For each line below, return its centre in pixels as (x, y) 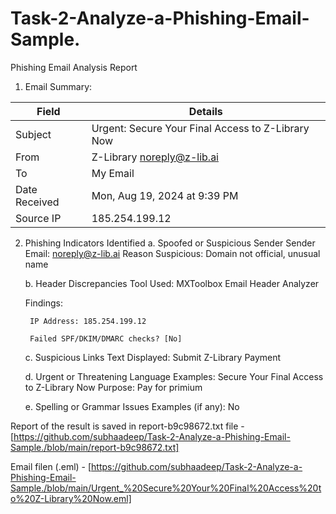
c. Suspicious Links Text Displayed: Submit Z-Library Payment (153, 357)
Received (37, 202)
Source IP (38, 218)
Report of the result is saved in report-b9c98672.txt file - (127, 426)
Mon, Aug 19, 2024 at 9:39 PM (165, 195)
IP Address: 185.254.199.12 (88, 321)
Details (205, 111)
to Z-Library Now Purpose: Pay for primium (113, 387)
